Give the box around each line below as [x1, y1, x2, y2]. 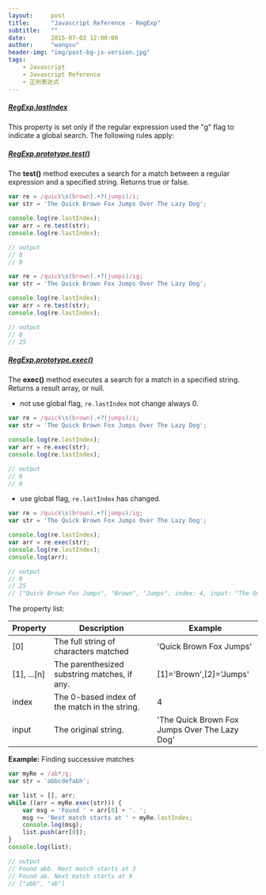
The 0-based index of [54, 691, 137, 702]
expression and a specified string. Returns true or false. [8, 178, 190, 187]
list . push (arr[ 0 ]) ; [22, 828, 87, 836]
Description [78, 623, 124, 634]
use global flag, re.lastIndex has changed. [19, 494, 161, 503]
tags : [8, 56, 26, 64]
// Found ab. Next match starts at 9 [8, 872, 133, 880]
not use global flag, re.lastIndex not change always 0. [19, 399, 199, 408]
